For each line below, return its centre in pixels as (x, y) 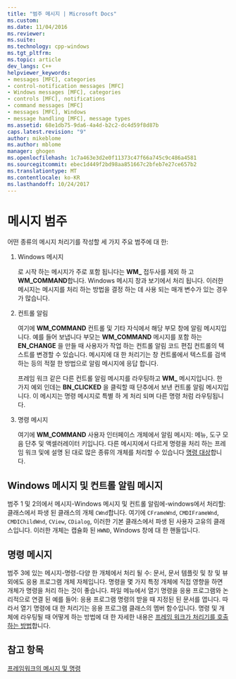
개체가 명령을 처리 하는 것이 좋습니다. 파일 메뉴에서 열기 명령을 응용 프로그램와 (114, 590)
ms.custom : (23, 20)
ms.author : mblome (34, 145)
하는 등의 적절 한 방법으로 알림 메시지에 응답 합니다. (88, 363)
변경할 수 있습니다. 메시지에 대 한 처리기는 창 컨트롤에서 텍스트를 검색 (131, 355)
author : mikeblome (34, 138)
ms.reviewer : (26, 33)
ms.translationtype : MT (42, 171)
